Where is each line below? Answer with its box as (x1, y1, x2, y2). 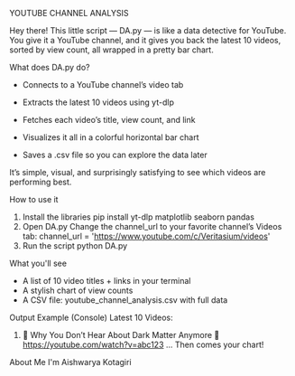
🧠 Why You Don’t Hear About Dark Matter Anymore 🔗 (22, 330, 220, 340)
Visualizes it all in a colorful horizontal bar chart (22, 132, 200, 143)
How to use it (9, 194, 59, 204)
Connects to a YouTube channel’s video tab (22, 80, 184, 89)
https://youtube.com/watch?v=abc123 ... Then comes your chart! (22, 339, 264, 350)
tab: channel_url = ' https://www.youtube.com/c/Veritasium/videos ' (22, 230, 271, 241)
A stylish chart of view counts (22, 285, 134, 296)
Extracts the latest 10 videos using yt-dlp (22, 97, 174, 108)
